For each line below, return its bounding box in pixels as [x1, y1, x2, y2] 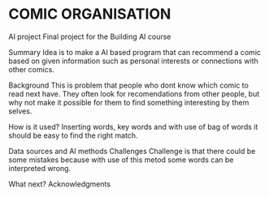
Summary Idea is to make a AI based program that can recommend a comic [8, 47, 262, 57]
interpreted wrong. [8, 163, 72, 173]
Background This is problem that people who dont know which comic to [8, 80, 249, 90]
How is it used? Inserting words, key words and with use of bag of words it [8, 122, 258, 131]
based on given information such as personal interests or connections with [8, 56, 258, 66]
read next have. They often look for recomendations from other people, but [8, 88, 260, 98]
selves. [8, 106, 33, 116]
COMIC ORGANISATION [8, 5, 171, 24]
